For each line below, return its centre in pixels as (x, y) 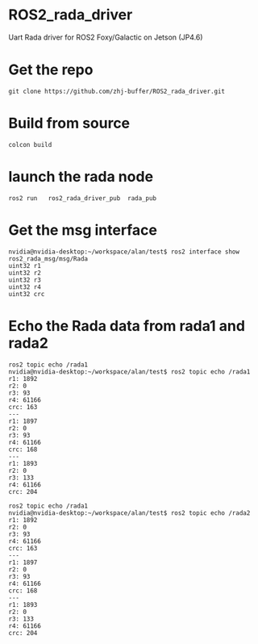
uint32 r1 (25, 266)
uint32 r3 (25, 280)
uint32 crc (27, 294)
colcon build (30, 144)
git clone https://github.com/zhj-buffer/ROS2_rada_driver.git (117, 91)
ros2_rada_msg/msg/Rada (48, 259)
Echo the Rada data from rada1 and (127, 326)
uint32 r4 (25, 287)
